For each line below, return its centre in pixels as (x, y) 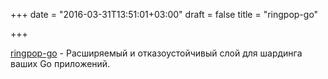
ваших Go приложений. (60, 63)
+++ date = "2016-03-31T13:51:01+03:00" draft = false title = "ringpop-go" (164, 14)
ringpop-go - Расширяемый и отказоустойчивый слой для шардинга (156, 53)
